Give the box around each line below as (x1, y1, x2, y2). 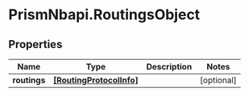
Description (146, 62, 193, 72)
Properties (8, 38, 63, 51)
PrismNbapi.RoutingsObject (8, 6, 201, 24)
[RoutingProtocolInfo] (53, 74, 139, 86)
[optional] (200, 74, 237, 86)
